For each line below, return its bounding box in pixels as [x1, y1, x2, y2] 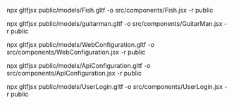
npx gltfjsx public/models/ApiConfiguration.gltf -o [6, 62, 151, 69]
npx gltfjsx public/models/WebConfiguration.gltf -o [6, 41, 154, 48]
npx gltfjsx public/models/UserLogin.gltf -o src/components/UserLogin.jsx [6, 83, 223, 90]
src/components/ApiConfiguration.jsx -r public [6, 69, 142, 77]
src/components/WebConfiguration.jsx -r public [6, 48, 146, 56]
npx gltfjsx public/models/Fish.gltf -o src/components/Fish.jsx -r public [6, 6, 214, 14]
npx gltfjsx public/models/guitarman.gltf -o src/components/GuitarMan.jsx [6, 20, 223, 27]
